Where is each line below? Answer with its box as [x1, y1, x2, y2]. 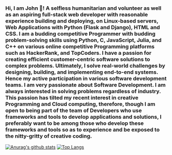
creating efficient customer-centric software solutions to [5, 56, 150, 63]
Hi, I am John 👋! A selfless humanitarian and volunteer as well [5, 5, 162, 12]
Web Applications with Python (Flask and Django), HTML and [5, 24, 160, 31]
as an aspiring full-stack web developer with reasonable [5, 11, 148, 18]
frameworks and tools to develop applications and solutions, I [5, 113, 162, 120]
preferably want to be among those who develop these [5, 120, 144, 127]
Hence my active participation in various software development [5, 75, 167, 82]
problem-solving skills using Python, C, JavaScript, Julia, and [5, 36, 162, 43]
